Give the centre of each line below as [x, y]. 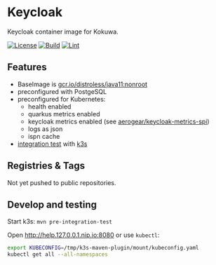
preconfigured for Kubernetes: [61, 99]
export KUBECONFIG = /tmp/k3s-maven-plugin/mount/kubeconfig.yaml [103, 248]
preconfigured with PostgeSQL [62, 91]
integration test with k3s [52, 144]
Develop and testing [52, 204]
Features [27, 67]
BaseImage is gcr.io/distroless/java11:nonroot [82, 84]
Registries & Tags [46, 166]
